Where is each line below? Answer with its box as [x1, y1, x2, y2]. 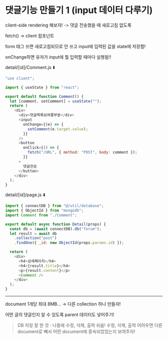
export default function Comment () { [5, 94, 84, 99]
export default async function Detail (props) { [5, 221, 106, 227]
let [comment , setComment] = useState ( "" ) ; [9, 99, 101, 104]
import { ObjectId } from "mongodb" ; [5, 208, 84, 213]
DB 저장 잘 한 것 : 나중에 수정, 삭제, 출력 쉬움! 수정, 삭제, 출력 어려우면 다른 [17, 322, 162, 328]
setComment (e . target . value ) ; [27, 126, 88, 132]
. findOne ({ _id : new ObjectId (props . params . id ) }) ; [14, 240, 124, 245]
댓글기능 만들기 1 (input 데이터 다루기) [5, 5, 153, 16]
